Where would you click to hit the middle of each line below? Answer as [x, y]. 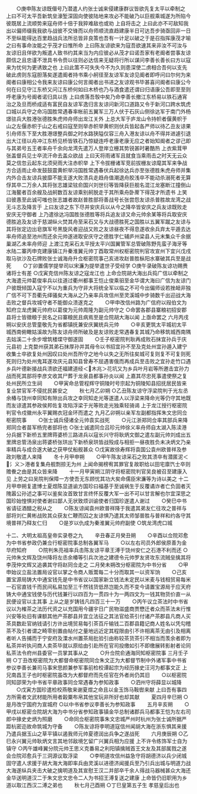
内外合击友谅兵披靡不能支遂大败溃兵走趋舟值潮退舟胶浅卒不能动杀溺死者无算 [98, 177]
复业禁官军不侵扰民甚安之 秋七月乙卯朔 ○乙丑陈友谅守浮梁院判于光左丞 [97, 391]
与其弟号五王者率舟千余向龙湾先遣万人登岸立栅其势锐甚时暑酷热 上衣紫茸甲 [97, 148]
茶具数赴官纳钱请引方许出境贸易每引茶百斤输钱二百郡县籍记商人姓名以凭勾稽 [98, 624]
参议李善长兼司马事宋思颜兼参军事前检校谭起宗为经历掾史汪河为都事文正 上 [97, 668]
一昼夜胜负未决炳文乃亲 [162, 442]
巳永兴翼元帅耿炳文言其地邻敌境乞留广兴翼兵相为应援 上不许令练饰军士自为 [97, 741]
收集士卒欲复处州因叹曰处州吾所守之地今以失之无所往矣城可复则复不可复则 [96, 354]
